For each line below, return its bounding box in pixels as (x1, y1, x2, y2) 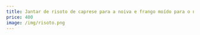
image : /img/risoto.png (6, 20, 65, 26)
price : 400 (6, 14, 33, 20)
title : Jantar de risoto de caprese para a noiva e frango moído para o (6, 8, 190, 15)
